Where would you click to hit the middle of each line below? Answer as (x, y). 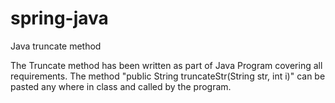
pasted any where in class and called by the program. (121, 86)
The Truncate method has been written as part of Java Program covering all (166, 65)
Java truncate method (56, 46)
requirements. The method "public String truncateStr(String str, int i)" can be (168, 76)
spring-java (59, 18)
